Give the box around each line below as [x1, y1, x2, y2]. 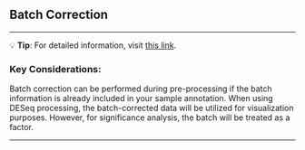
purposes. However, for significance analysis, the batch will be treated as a [9, 112, 290, 123]
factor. [9, 122, 34, 133]
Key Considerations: [9, 62, 102, 75]
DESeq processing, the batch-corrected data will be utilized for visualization [9, 103, 294, 114]
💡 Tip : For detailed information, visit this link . [9, 40, 177, 51]
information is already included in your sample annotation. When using [9, 93, 274, 104]
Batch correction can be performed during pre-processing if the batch [9, 83, 272, 94]
